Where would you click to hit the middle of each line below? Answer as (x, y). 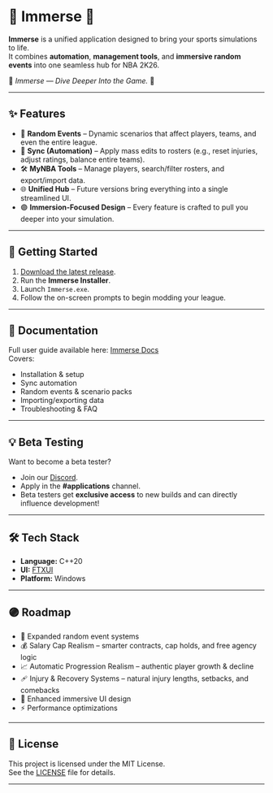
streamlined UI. (45, 197)
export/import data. (52, 180)
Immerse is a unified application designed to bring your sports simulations (133, 39)
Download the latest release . (68, 271)
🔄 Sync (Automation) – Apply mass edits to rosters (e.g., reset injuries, (139, 150)
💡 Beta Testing (46, 442)
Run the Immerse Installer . (65, 280)
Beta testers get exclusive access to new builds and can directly (129, 495)
